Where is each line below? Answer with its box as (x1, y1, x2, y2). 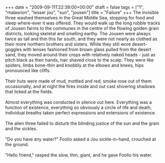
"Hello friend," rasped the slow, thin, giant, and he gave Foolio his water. (5, 152, 153, 158)
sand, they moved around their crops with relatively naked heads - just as (5, 52, 156, 58)
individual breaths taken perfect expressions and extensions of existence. (5, 110, 157, 116)
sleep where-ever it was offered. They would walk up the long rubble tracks (5, 20, 161, 26)
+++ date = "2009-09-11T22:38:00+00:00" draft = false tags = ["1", (5, 4, 144, 10)
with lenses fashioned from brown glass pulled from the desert (23, 47, 152, 52)
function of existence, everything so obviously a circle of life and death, (5, 104, 152, 110)
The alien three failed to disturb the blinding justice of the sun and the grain (5, 120, 160, 126)
